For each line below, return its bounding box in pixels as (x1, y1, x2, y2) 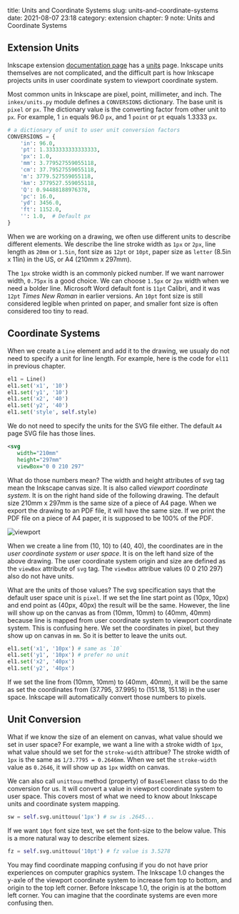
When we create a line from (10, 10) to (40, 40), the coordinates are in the (7, 541, 223, 550)
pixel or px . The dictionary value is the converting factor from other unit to (7, 105, 226, 114)
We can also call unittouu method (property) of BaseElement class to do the (7, 776, 228, 785)
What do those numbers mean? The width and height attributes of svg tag (7, 476, 225, 484)
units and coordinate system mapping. (7, 799, 120, 808)
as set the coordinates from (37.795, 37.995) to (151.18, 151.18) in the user (7, 685, 220, 693)
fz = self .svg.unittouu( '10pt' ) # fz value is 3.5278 (7, 848, 171, 855)
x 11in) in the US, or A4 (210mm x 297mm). (7, 255, 132, 263)
